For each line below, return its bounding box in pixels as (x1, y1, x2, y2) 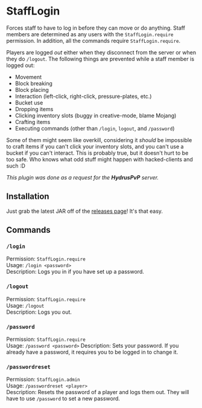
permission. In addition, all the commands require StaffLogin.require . (6, 37, 181, 44)
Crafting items (14, 118, 51, 125)
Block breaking (14, 80, 53, 87)
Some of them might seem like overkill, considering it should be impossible (6, 136, 192, 143)
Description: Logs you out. (6, 308, 72, 316)
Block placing (14, 86, 49, 93)
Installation (6, 192, 49, 202)
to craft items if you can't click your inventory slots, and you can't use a (6, 143, 184, 150)
